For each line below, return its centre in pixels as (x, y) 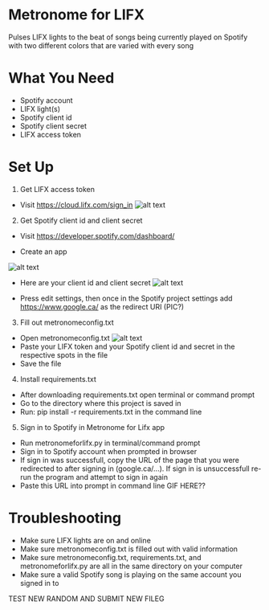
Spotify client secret (53, 125)
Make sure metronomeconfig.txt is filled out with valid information (129, 549)
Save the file (41, 363)
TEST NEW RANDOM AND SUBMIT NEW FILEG (86, 598)
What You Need (61, 78)
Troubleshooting (65, 518)
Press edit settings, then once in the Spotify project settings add (126, 298)
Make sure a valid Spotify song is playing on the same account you (130, 574)
